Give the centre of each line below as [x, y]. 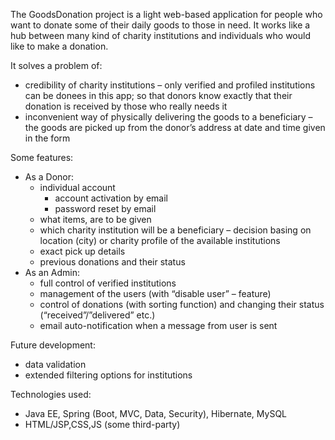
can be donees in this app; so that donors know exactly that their [158, 95]
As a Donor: [49, 177]
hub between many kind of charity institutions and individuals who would [160, 35]
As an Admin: [52, 272]
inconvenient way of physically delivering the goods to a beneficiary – [168, 117]
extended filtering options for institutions [108, 375]
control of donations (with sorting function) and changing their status [182, 304]
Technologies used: [51, 394]
